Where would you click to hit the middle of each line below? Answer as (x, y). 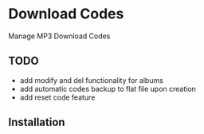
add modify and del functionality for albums (91, 80)
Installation (37, 122)
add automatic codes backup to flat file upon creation (108, 89)
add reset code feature (57, 97)
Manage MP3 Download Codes (59, 36)
